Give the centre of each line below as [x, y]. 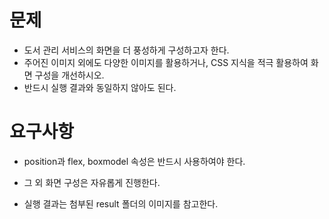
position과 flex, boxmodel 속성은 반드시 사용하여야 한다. [134, 161]
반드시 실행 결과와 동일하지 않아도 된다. [100, 87]
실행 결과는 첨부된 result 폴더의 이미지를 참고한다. [121, 203]
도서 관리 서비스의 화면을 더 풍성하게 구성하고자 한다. [126, 50]
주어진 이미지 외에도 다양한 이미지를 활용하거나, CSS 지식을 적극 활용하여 [166, 62]
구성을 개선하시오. [69, 75]
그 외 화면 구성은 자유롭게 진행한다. [92, 182]
